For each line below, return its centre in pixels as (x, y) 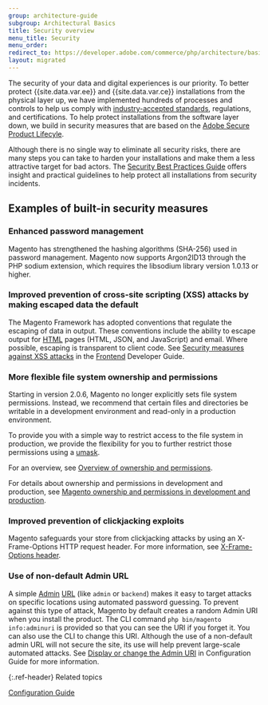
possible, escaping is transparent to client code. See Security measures (126, 348)
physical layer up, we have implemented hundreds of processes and (120, 100)
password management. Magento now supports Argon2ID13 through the (127, 257)
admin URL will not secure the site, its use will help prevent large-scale (124, 644)
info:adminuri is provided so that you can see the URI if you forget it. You (129, 627)
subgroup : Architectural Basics (62, 23)
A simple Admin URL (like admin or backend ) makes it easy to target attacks (130, 593)
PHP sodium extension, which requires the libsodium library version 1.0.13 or (134, 265)
